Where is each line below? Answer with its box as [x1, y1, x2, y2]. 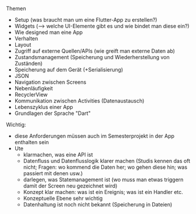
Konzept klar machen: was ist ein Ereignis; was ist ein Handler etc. [23, 189, 183, 195]
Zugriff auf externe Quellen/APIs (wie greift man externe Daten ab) [14, 47, 176, 55]
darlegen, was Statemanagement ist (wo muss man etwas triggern [23, 176, 184, 183]
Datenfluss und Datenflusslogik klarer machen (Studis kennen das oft [23, 158, 191, 164]
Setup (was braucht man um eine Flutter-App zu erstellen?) [14, 16, 157, 23]
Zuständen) [14, 60, 43, 67]
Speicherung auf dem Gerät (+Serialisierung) [14, 66, 123, 73]
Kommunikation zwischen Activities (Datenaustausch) [14, 97, 145, 104]
